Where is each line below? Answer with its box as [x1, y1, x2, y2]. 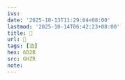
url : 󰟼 [7, 36, 27, 43]
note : [7, 62, 23, 69]
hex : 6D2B [7, 49, 36, 56]
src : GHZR [7, 56, 36, 63]
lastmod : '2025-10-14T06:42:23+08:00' [7, 23, 120, 30]
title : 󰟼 [7, 29, 33, 37]
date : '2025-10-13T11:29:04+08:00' [7, 17, 111, 24]
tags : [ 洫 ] [7, 42, 38, 49]
